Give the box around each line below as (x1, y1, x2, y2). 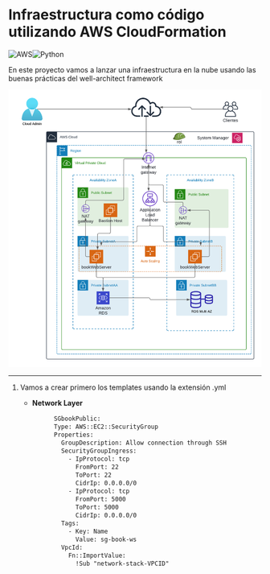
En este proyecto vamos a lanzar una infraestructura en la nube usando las (8, 64, 256, 74)
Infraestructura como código (8, 6, 205, 24)
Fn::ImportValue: (67, 551, 126, 560)
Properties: (53, 431, 94, 440)
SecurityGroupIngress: (60, 447, 137, 456)
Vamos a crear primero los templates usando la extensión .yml (19, 382, 227, 392)
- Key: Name (67, 527, 108, 536)
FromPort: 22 (75, 463, 119, 472)
